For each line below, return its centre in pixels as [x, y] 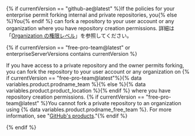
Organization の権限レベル [44, 36]
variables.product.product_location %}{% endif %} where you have [88, 91]
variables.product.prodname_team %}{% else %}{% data [76, 84]
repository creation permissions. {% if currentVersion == [76, 97]
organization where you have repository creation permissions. [82, 28]
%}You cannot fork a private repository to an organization [111, 103]
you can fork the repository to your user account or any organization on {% [98, 72]
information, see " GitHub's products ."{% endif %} [67, 116]
